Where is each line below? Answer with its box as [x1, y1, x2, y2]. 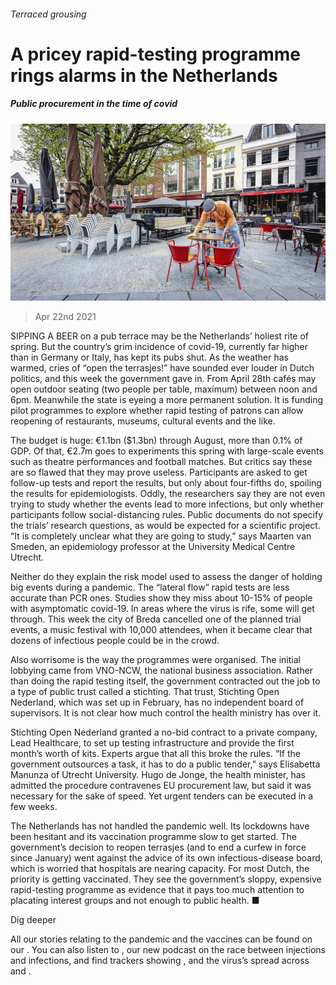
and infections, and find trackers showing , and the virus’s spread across [10, 955, 310, 967]
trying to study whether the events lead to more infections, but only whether [10, 498, 325, 510]
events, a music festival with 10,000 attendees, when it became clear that [10, 624, 313, 636]
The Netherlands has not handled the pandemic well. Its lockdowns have [10, 820, 310, 832]
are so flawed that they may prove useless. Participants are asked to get [10, 466, 308, 479]
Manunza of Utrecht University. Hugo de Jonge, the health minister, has [10, 769, 306, 781]
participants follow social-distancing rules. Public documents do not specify [10, 509, 324, 521]
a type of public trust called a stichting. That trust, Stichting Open [10, 686, 280, 698]
